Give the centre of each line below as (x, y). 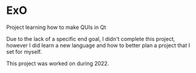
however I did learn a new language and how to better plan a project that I (98, 45)
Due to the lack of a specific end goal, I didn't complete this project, (91, 39)
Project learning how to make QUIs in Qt (56, 27)
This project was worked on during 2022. (58, 63)
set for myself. (24, 51)
